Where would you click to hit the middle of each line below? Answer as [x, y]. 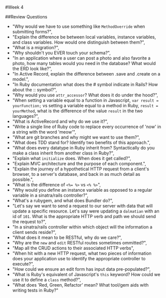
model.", [21, 79]
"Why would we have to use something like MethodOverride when [79, 26]
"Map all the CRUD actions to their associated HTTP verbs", [73, 248]
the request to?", [29, 222]
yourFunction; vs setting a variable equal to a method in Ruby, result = [85, 106]
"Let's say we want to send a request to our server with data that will [82, 206]
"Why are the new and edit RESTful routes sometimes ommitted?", [80, 243]
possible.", [23, 179]
